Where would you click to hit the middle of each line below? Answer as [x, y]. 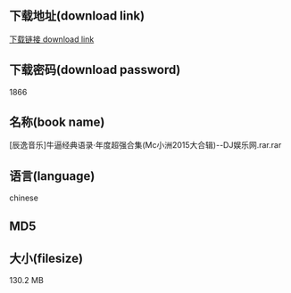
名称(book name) [57, 122]
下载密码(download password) [95, 70]
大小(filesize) [46, 259]
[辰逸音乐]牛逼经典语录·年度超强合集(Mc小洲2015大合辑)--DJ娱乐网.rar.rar [145, 145]
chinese [24, 198]
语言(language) [52, 176]
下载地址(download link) [77, 16]
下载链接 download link [52, 39]
